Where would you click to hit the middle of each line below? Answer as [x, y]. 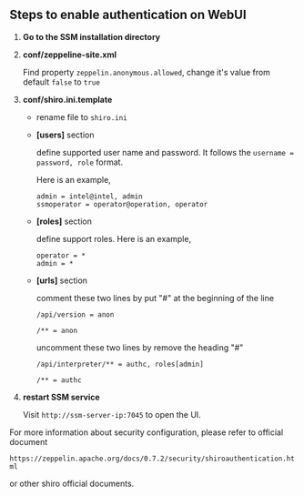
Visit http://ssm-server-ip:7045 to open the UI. [112, 414]
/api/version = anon [75, 314]
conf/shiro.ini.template [67, 99]
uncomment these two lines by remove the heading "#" [140, 347]
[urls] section [62, 280]
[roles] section [64, 221]
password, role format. [80, 162]
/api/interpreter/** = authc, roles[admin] [120, 364]
